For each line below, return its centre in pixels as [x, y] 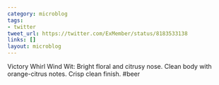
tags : [15, 20]
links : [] [22, 40]
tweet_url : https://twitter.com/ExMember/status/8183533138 [98, 33]
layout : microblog [34, 46]
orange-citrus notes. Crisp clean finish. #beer [74, 74]
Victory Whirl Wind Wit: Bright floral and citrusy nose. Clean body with [109, 66]
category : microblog [38, 14]
